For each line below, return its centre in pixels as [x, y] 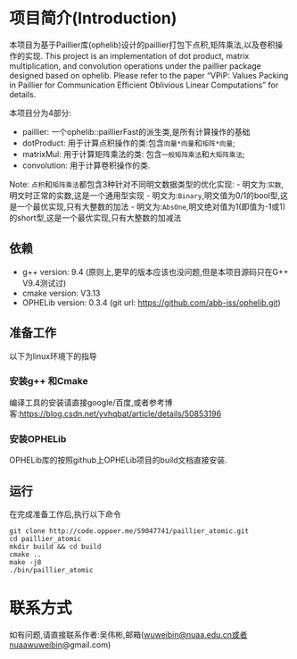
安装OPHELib [38, 438]
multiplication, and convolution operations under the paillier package [135, 66]
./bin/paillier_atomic [51, 570]
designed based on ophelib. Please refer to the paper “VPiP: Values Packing [149, 75]
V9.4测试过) [44, 283]
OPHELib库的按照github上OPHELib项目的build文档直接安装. [118, 460]
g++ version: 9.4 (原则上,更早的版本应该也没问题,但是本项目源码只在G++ [155, 271]
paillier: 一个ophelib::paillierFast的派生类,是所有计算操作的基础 [136, 131]
